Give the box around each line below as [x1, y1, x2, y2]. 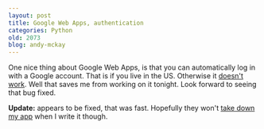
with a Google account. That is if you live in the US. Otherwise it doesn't [8, 71, 244, 81]
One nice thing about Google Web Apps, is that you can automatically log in [8, 63, 256, 72]
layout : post [8, 11, 52, 20]
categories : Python [8, 26, 73, 34]
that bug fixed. [8, 88, 56, 97]
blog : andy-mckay [8, 41, 66, 49]
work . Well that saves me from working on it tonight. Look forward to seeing [8, 80, 257, 89]
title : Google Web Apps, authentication [8, 19, 145, 27]
